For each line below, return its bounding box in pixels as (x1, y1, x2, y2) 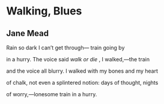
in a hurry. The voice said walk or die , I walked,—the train (6, 56, 150, 63)
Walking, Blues (6, 4, 82, 18)
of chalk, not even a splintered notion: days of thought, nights (6, 79, 159, 86)
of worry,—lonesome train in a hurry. (6, 91, 97, 97)
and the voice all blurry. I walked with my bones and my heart (6, 67, 158, 75)
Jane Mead (6, 28, 49, 38)
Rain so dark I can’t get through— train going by (6, 44, 125, 51)
